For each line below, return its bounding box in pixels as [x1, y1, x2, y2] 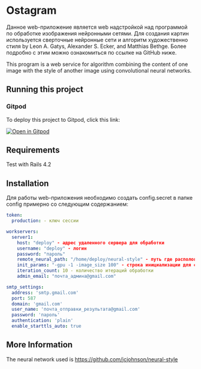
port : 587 [11, 295, 36, 301]
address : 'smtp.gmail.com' [11, 289, 79, 296]
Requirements [6, 145, 60, 155]
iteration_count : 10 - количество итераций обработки [17, 268, 154, 274]
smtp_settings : [6, 284, 44, 290]
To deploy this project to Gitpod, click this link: [6, 116, 120, 123]
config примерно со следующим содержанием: [6, 200, 129, 208]
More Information [6, 340, 73, 350]
